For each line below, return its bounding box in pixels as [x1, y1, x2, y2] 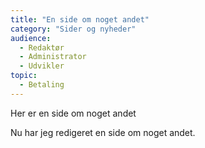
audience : [10, 33, 52, 43]
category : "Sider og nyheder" [10, 24, 137, 34]
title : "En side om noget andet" [10, 14, 150, 25]
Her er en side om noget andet [10, 107, 137, 119]
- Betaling [19, 80, 65, 90]
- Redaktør [19, 42, 65, 53]
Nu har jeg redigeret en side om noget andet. [10, 126, 196, 138]
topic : [10, 71, 38, 81]
